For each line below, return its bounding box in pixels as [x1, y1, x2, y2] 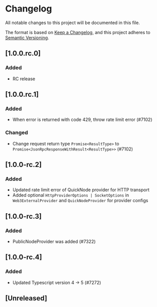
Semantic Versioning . [5, 35, 49, 41]
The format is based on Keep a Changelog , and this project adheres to [5, 29, 150, 35]
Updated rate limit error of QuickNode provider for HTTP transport [12, 187, 149, 193]
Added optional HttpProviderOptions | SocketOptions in [12, 192, 129, 198]
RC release [12, 76, 36, 82]
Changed [5, 129, 29, 136]
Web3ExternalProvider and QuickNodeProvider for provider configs [12, 198, 148, 204]
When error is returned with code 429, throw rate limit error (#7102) [12, 116, 152, 123]
